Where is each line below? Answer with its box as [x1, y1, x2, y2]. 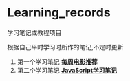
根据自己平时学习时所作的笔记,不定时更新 [7, 43, 124, 51]
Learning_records [7, 5, 111, 21]
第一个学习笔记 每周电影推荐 [17, 57, 98, 66]
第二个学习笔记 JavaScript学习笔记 [17, 66, 118, 74]
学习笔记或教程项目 [7, 28, 62, 36]
